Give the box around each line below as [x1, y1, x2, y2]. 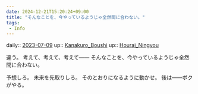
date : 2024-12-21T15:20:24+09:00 [6, 8, 89, 15]
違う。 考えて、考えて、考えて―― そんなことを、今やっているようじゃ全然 [6, 54, 190, 61]
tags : [6, 20, 20, 26]
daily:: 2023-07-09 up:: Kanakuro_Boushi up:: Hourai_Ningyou [6, 42, 159, 49]
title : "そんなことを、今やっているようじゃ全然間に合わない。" [6, 14, 146, 20]
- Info [8, 25, 26, 32]
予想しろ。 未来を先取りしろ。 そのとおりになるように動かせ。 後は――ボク [6, 74, 193, 81]
